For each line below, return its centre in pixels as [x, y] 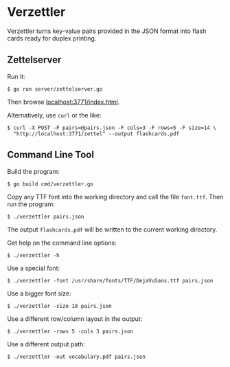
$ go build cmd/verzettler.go [50, 184]
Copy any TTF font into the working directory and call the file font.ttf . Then [115, 197]
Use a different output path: [46, 344]
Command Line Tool [51, 155]
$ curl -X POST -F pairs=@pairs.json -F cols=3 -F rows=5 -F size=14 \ [112, 128]
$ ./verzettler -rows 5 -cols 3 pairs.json [70, 331]
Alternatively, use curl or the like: [54, 115]
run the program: [31, 204]
